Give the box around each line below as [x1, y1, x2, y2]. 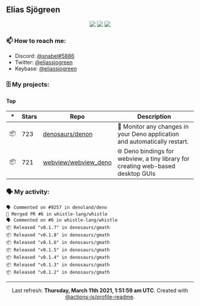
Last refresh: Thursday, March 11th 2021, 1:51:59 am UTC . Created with [11, 286, 189, 294]
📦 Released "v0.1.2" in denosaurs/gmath [6, 269, 110, 275]
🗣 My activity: [6, 188, 50, 196]
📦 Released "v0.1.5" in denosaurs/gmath [6, 247, 110, 253]
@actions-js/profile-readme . [65, 293, 135, 300]
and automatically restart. [117, 137, 189, 146]
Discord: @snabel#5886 [14, 52, 75, 60]
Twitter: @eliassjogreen [14, 59, 73, 66]
